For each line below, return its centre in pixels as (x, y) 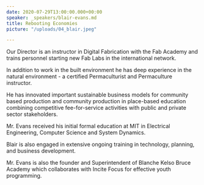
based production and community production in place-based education (96, 101)
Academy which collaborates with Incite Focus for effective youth (89, 169)
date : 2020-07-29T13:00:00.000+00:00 (54, 12)
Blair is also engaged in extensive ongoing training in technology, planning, (100, 145)
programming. (24, 176)
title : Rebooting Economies (42, 23)
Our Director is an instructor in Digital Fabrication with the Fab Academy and (102, 52)
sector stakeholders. (32, 114)
